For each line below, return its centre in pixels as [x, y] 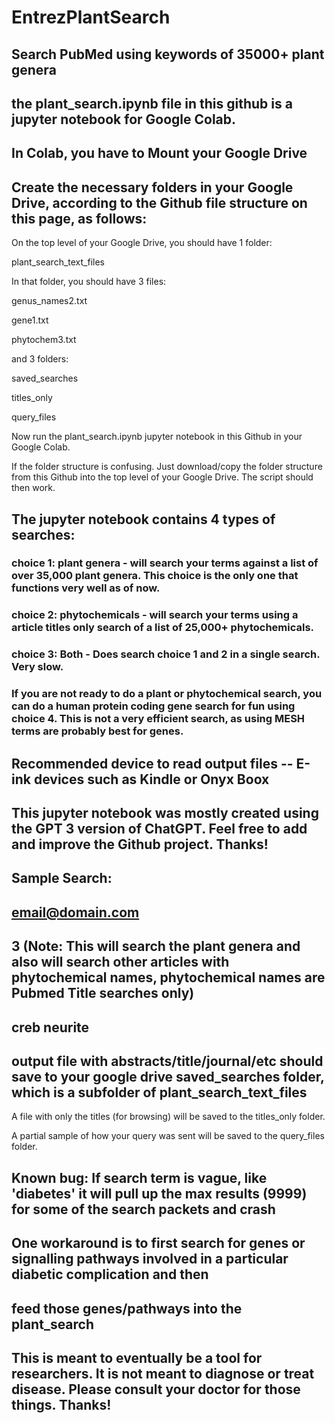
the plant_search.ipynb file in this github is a [152, 103]
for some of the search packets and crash [143, 1209]
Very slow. [37, 667]
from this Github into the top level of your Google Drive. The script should [162, 477]
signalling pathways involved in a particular [150, 1259]
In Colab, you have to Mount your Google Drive [159, 153]
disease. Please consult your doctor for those [156, 1389]
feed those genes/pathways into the [127, 1308]
